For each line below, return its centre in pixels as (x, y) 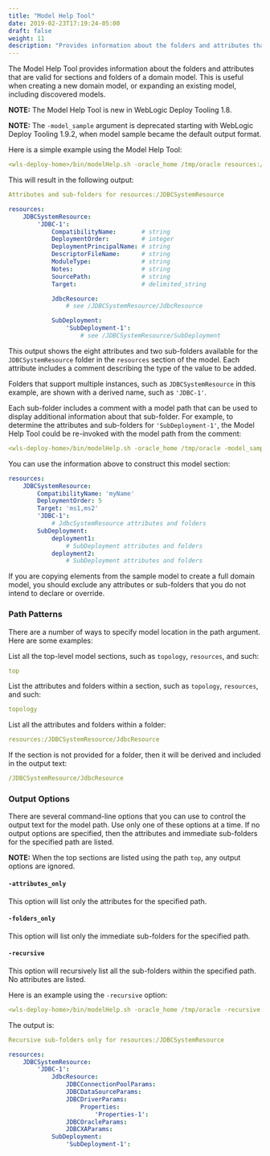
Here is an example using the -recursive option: (88, 995)
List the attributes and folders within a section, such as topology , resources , (133, 686)
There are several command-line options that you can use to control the (127, 816)
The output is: (31, 1025)
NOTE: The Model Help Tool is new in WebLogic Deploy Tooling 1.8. (120, 110)
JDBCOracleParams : (96, 1122)
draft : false (30, 31)
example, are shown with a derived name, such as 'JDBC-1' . (108, 392)
